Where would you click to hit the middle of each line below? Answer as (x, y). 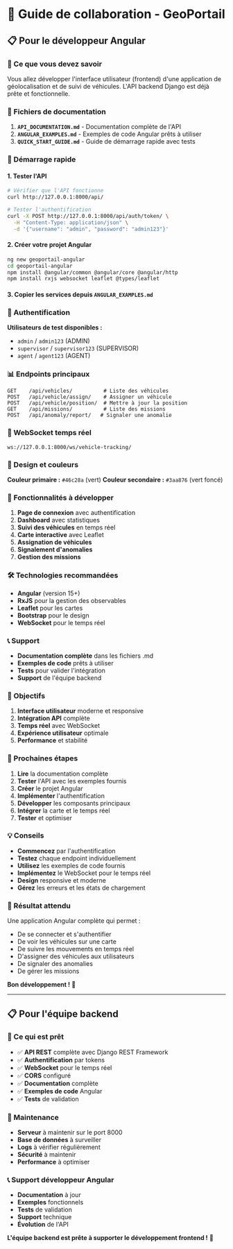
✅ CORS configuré (44, 1076)
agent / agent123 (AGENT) (54, 356)
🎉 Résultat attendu (39, 906)
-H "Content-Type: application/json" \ (71, 222)
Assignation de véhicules (54, 542)
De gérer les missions (48, 971)
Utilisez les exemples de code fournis (71, 865)
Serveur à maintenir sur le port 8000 (70, 1132)
